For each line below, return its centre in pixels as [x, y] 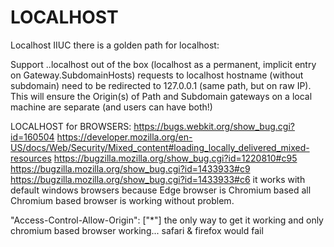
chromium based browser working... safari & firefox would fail [137, 230]
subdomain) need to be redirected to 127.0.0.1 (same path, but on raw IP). [161, 85]
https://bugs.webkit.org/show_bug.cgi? [214, 126]
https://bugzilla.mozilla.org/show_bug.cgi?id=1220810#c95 [175, 158]
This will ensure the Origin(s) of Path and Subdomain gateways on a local [161, 96]
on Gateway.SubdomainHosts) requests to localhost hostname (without [157, 75]
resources [31, 158]
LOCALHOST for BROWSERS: [71, 126]
